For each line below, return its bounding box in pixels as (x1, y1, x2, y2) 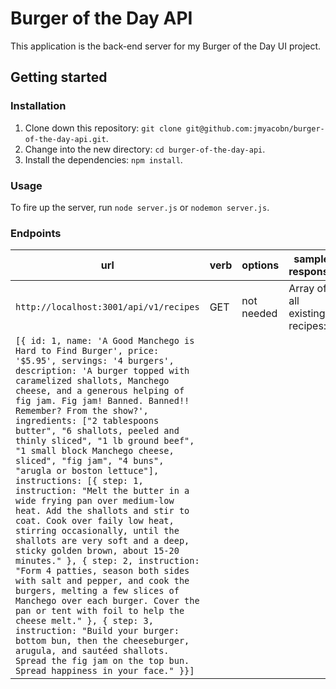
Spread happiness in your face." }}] (15, 665, 195, 677)
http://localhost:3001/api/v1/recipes (15, 302, 200, 313)
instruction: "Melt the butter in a (15, 485, 190, 497)
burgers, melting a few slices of (15, 585, 180, 597)
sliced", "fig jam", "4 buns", (15, 455, 165, 467)
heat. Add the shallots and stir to (15, 505, 190, 517)
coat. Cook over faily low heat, (15, 515, 175, 527)
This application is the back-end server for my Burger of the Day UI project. (10, 40, 322, 52)
